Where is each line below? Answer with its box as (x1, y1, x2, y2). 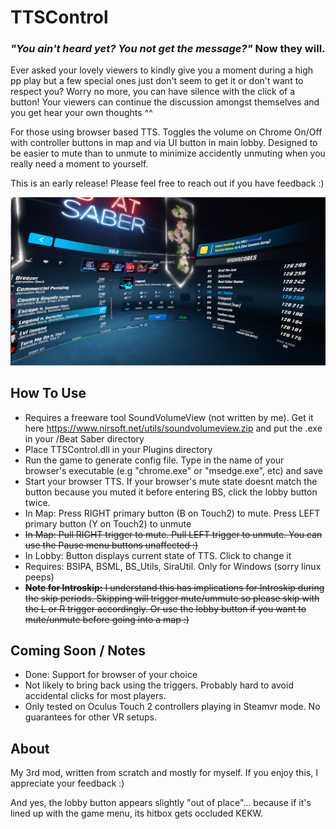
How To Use (10, 385, 87, 402)
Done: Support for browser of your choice (24, 669, 198, 681)
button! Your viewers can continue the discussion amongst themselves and (10, 96, 320, 108)
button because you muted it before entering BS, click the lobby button (24, 486, 318, 498)
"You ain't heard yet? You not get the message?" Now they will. (10, 42, 326, 56)
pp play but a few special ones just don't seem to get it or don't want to (10, 75, 304, 87)
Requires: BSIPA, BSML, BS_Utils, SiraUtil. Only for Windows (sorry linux (24, 560, 322, 572)
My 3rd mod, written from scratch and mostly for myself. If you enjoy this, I (10, 767, 318, 779)
